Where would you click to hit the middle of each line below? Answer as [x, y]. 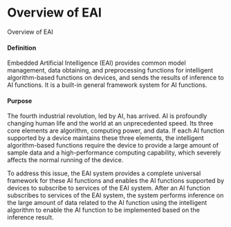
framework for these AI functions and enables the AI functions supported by [116, 181]
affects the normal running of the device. [65, 160]
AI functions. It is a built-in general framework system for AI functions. [107, 85]
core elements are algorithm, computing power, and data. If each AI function [116, 131]
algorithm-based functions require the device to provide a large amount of [113, 146]
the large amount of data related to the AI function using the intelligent [107, 203]
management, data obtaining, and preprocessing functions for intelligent [110, 70]
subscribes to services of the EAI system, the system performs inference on [115, 195]
